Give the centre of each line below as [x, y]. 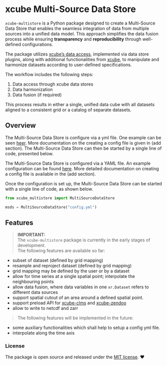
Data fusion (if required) [37, 95]
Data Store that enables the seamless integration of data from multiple [77, 28]
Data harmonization [33, 89]
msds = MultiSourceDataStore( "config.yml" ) [51, 207]
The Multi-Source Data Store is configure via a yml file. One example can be [83, 137]
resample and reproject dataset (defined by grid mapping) [72, 266]
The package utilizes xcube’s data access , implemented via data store [77, 54]
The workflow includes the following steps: [49, 74]
